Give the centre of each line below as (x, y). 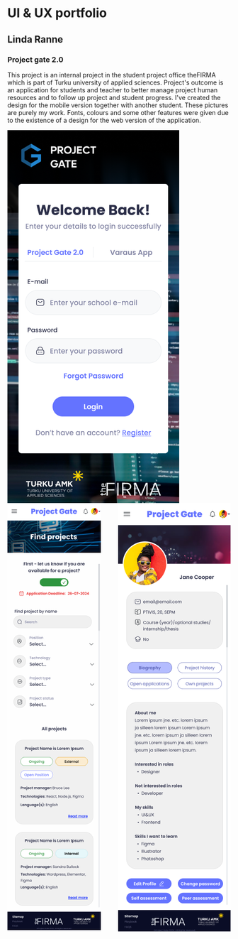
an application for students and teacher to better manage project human (113, 89)
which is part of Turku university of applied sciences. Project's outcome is (115, 82)
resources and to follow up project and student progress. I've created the (114, 97)
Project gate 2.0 (35, 60)
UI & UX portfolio (57, 13)
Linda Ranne (35, 39)
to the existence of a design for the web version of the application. (104, 120)
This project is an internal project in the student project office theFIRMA (112, 75)
